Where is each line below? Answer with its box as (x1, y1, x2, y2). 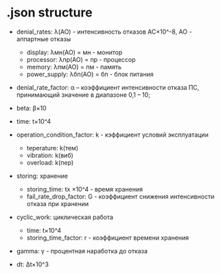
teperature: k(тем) (26, 144, 79, 152)
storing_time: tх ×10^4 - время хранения (26, 185, 143, 193)
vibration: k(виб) (26, 151, 73, 159)
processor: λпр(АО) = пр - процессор (26, 55, 136, 63)
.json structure (6, 5, 93, 21)
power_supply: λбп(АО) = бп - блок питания (26, 70, 154, 78)
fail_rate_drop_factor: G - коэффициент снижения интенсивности (26, 192, 215, 201)
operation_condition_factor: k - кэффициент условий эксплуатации (16, 130, 209, 139)
